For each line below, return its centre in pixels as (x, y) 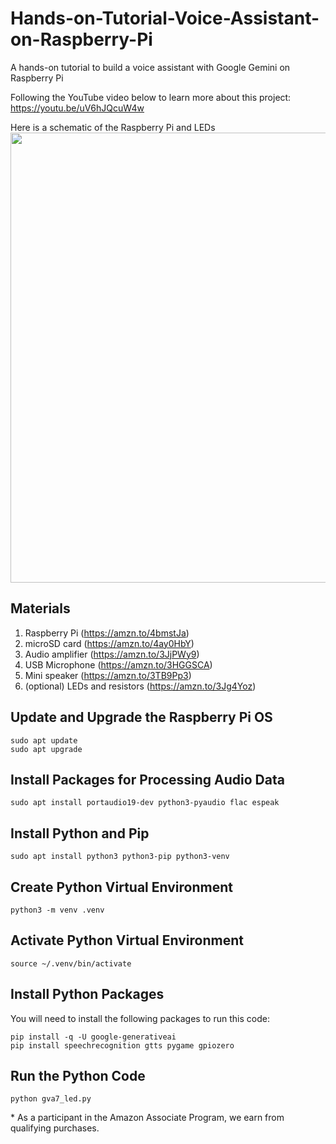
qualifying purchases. (55, 1128)
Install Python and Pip (80, 833)
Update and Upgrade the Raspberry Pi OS (141, 717)
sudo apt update (44, 740)
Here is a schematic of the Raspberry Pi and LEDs (113, 127)
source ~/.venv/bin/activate (71, 963)
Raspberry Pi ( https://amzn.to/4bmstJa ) (107, 633)
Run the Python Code (78, 1076)
